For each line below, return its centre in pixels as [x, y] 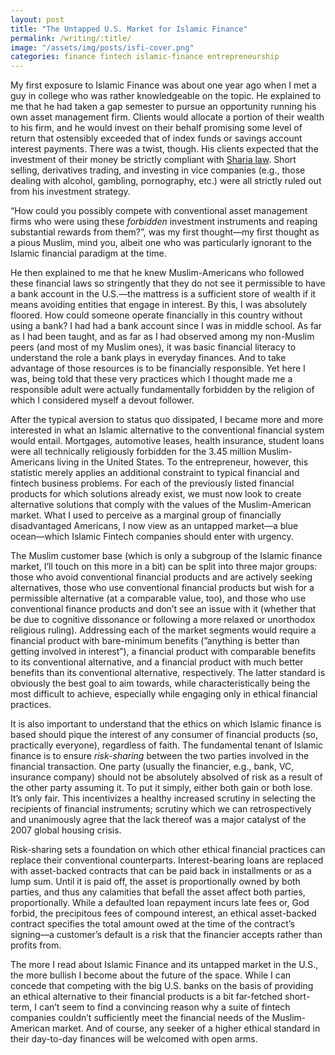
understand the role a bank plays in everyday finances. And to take [148, 358]
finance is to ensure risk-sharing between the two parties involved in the [160, 756]
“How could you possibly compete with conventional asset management [159, 211]
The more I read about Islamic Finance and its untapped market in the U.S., [164, 965]
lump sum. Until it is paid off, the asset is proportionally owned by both [155, 882]
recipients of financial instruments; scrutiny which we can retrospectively [161, 809]
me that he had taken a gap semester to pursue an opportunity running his [163, 107]
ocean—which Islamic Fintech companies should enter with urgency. [152, 537]
